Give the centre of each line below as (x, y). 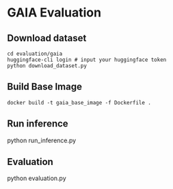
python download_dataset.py (47, 66)
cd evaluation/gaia (35, 54)
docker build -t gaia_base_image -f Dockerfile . (79, 102)
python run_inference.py (42, 140)
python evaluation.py (37, 178)
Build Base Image (44, 87)
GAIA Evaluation (54, 13)
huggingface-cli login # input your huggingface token (87, 60)
